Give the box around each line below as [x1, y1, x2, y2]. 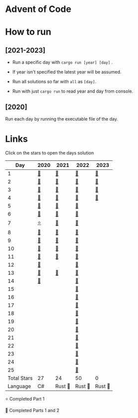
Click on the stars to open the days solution [5, 149, 94, 155]
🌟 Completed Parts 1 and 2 [5, 407, 60, 413]
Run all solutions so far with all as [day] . [12, 79, 97, 85]
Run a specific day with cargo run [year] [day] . [12, 59, 113, 65]
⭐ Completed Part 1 [5, 396, 45, 402]
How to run [5, 26, 52, 38]
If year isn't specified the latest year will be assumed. [12, 69, 122, 75]
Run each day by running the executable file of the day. [5, 116, 118, 122]
